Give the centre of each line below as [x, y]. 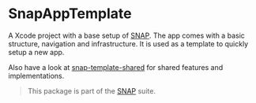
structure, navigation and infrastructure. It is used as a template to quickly [128, 43]
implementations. [36, 75]
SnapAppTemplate [70, 14]
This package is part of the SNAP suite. [92, 90]
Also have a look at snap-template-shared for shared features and [116, 67]
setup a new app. [36, 52]
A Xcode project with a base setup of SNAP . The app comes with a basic [126, 35]
